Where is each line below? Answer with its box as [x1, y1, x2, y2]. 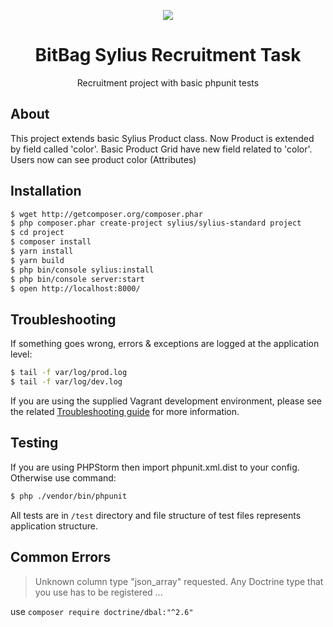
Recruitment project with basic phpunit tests [76, 76, 260, 89]
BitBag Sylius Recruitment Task [34, 44, 302, 67]
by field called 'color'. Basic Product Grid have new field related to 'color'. [10, 143, 313, 155]
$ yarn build [10, 255, 65, 265]
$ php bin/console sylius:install [10, 265, 155, 275]
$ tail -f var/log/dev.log [10, 377, 123, 387]
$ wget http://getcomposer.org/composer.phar [10, 209, 203, 219]
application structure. [10, 520, 98, 532]
